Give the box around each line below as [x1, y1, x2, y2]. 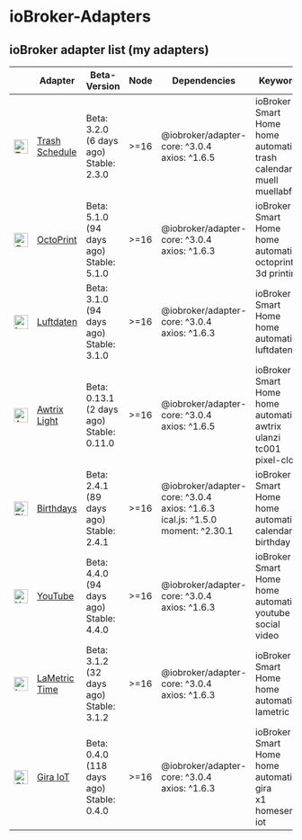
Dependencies [172, 75, 236, 86]
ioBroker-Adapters [9, 6, 151, 27]
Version [85, 80, 120, 92]
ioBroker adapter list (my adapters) [9, 42, 209, 58]
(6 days [85, 135, 119, 147]
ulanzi [254, 432, 281, 443]
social [254, 618, 280, 630]
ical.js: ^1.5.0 [161, 514, 218, 525]
